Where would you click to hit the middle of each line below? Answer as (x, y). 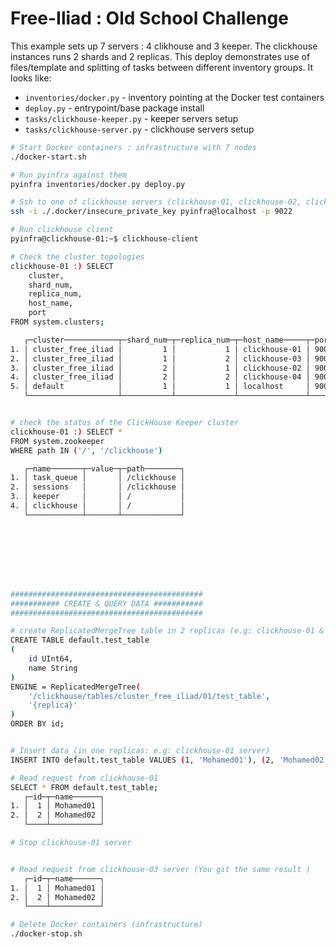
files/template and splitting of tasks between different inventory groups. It (162, 67)
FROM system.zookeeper (57, 441)
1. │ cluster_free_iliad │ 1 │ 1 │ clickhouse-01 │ (160, 349)
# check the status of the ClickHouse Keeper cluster (125, 423)
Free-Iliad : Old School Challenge (149, 18)
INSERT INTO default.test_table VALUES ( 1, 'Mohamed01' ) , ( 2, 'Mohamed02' (169, 760)
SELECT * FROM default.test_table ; (84, 787)
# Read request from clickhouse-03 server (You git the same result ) (160, 869)
